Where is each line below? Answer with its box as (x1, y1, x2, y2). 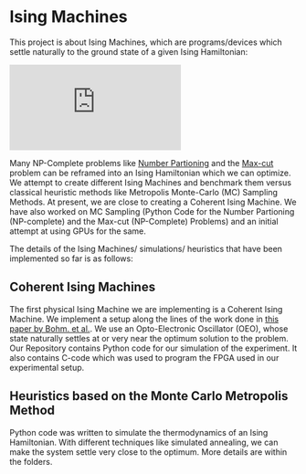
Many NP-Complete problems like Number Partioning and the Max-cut (9, 157, 274, 168)
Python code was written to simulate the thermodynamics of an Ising (9, 427, 269, 437)
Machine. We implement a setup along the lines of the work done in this (9, 313, 280, 324)
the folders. (9, 456, 53, 467)
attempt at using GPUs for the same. (9, 226, 146, 237)
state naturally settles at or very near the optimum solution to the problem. (9, 332, 290, 343)
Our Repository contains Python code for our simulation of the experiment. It (9, 342, 298, 353)
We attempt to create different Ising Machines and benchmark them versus (9, 176, 292, 188)
